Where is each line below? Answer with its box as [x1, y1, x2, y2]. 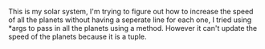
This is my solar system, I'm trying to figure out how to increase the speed [8, 7, 254, 16]
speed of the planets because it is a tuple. [8, 32, 147, 41]
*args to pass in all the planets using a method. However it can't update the [8, 24, 258, 32]
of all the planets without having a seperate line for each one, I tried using [8, 15, 252, 24]
